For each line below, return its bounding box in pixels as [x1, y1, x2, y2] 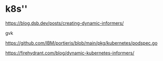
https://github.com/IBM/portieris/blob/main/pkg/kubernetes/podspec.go [5, 39, 158, 46]
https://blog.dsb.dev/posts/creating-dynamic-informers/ [5, 20, 124, 26]
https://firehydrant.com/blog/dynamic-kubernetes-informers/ [5, 50, 134, 56]
